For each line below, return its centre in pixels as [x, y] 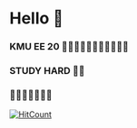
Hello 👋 [36, 18]
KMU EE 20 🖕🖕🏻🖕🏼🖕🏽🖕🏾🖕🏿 [69, 47]
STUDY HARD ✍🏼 [47, 71]
